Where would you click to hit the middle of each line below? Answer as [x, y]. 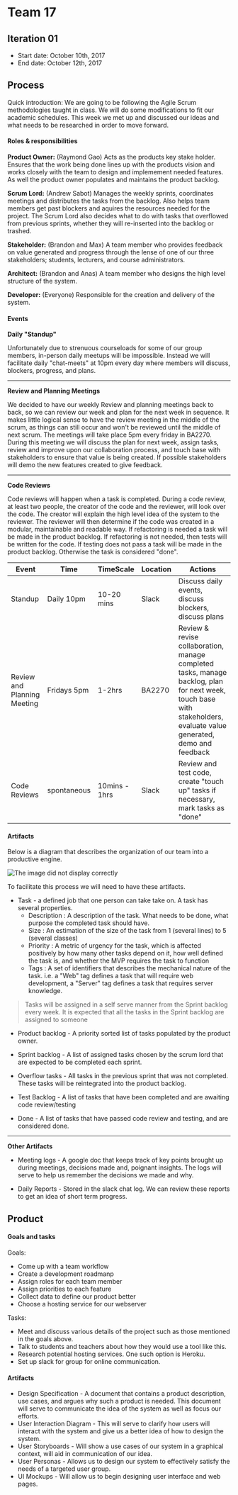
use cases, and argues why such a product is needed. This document [119, 1401]
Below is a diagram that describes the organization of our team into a [108, 852]
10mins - [113, 786]
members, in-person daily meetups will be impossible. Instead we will [109, 356]
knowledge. [45, 991]
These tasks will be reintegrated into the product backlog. [102, 1084]
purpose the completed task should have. [89, 923]
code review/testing [47, 1105]
